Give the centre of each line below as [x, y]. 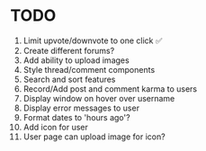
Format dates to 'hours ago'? [76, 117]
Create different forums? [69, 50]
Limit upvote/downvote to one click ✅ [93, 40]
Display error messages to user [81, 108]
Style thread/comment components [89, 69]
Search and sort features [69, 79]
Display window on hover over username [99, 98]
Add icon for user [56, 127]
